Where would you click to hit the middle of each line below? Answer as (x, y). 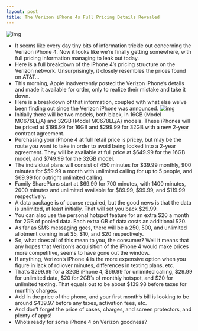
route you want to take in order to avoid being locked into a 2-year (95, 146)
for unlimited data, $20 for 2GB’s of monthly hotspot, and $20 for (94, 278)
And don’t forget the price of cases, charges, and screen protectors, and (103, 309)
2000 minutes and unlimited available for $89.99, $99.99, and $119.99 (100, 190)
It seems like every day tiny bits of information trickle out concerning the (103, 46)
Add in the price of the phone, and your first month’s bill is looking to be (102, 297)
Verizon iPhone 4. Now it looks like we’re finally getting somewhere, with (103, 51)
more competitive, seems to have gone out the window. (82, 252)
